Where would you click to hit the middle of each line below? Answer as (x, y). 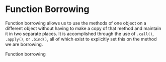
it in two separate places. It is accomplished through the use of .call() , (80, 33)
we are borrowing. (24, 44)
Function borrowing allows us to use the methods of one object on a (76, 23)
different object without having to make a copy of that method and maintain (83, 28)
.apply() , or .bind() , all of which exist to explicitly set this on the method (81, 39)
